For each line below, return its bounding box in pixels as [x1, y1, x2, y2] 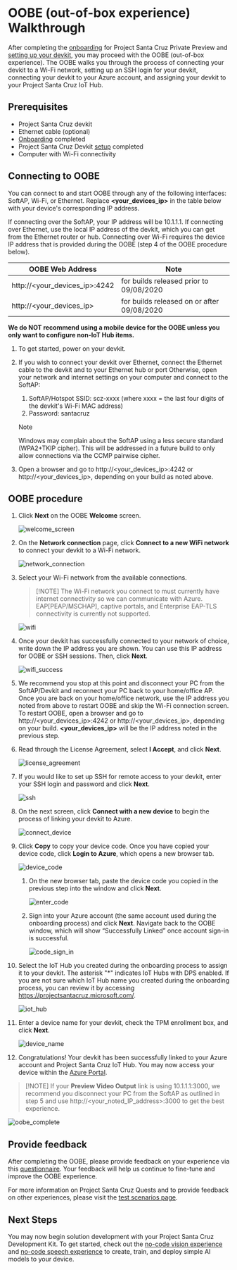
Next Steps [8, 1214, 58, 1226]
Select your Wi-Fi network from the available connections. [18, 573, 187, 582]
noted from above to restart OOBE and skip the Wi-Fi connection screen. [18, 702, 229, 710]
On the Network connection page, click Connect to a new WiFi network [18, 539, 229, 547]
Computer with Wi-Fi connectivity [18, 149, 117, 158]
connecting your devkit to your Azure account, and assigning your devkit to [8, 73, 226, 82]
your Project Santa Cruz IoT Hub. [8, 80, 104, 89]
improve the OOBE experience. [8, 1172, 98, 1181]
